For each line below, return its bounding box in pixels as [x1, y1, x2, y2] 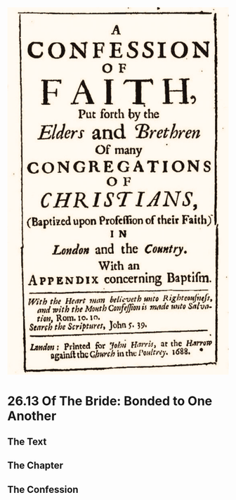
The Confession [7, 483, 79, 495]
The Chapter [7, 460, 64, 472]
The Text [7, 436, 47, 448]
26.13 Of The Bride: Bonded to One [7, 393, 213, 409]
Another [7, 408, 57, 424]
